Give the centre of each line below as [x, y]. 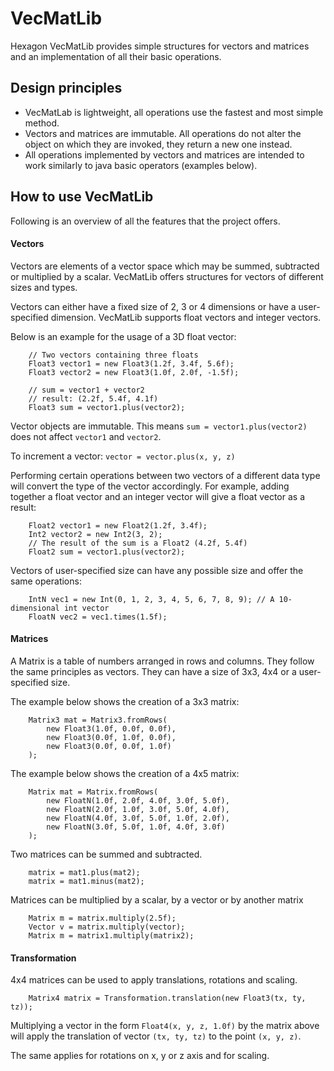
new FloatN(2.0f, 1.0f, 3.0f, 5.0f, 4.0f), [138, 809]
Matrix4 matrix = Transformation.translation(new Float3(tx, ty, [167, 998]
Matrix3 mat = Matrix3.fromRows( [98, 720]
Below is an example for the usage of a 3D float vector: [123, 336]
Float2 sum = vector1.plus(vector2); [107, 552]
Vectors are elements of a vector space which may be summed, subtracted [165, 266]
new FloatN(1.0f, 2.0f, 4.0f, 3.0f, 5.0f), [138, 800]
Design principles [66, 88]
